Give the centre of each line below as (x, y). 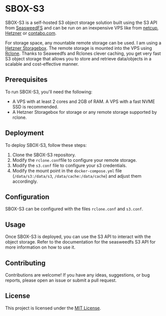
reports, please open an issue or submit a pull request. (61, 280)
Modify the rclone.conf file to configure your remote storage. (75, 160)
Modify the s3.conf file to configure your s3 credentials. (70, 165)
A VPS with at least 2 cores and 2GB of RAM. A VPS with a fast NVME (83, 101)
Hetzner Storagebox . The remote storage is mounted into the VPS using (79, 48)
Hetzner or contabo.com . (31, 33)
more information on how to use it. (40, 247)
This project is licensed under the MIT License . (53, 308)
